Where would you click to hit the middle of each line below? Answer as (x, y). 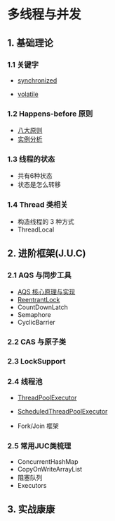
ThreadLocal (36, 229)
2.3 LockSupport (36, 361)
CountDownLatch (43, 307)
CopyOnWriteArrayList (50, 469)
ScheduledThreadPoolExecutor (62, 411)
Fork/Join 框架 (38, 426)
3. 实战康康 (31, 509)
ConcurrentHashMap (48, 461)
